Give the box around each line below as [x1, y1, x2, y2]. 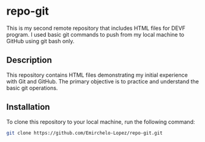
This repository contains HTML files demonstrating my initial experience [6, 71, 188, 79]
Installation [6, 102, 50, 112]
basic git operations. [6, 84, 58, 91]
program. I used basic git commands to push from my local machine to [6, 30, 185, 38]
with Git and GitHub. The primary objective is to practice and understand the [6, 77, 199, 85]
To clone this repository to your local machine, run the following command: [6, 118, 195, 126]
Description [6, 55, 52, 65]
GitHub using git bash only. [6, 37, 75, 44]
